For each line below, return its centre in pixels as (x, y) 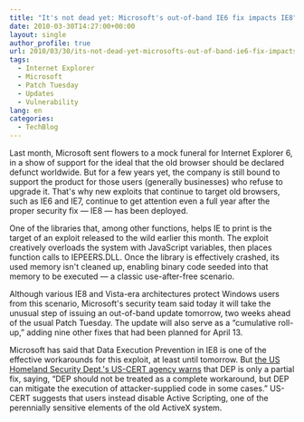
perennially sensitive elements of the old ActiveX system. (116, 408)
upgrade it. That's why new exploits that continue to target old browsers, (145, 192)
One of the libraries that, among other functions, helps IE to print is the (141, 228)
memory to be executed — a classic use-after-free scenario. (122, 276)
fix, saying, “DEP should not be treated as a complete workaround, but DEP (149, 379)
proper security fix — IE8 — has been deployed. (99, 211)
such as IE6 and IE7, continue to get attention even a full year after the (140, 201)
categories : (32, 119)
